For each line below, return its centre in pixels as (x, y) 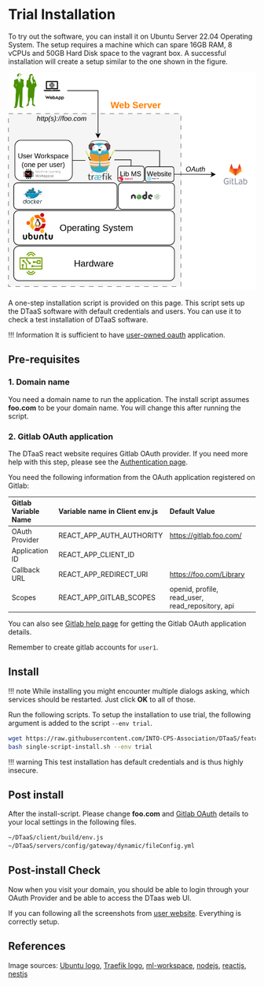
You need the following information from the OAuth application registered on (132, 477)
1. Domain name (39, 382)
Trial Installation (62, 15)
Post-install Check (54, 871)
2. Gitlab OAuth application (61, 437)
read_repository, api (202, 606)
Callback (26, 570)
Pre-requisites (44, 360)
